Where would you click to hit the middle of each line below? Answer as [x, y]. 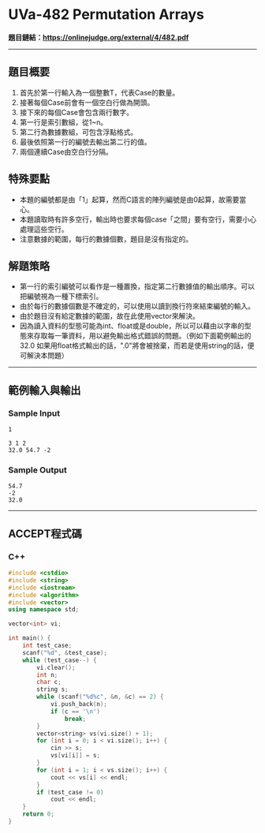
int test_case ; [47, 646]
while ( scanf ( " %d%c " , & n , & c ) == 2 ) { [100, 697]
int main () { [30, 638]
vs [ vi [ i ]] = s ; [75, 756]
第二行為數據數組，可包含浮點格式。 [78, 132]
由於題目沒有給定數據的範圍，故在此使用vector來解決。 [109, 316]
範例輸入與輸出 [45, 390]
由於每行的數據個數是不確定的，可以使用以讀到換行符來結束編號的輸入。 [137, 306]
